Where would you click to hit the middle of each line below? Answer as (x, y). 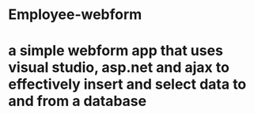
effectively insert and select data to (127, 84)
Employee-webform (75, 15)
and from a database (78, 101)
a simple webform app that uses (116, 51)
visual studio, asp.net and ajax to (119, 68)
